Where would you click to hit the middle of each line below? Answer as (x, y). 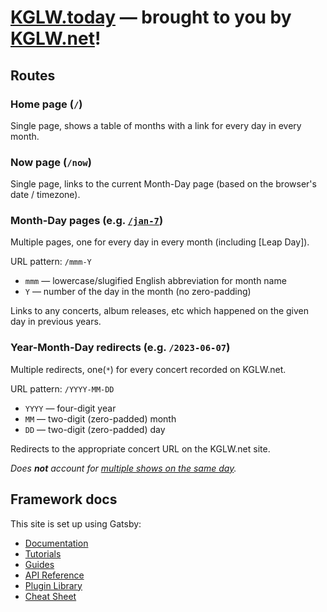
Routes (33, 75)
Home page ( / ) (46, 104)
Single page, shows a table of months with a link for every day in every (156, 125)
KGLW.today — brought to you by (151, 17)
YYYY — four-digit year (70, 408)
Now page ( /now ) (51, 162)
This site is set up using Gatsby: (76, 523)
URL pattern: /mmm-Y (51, 262)
